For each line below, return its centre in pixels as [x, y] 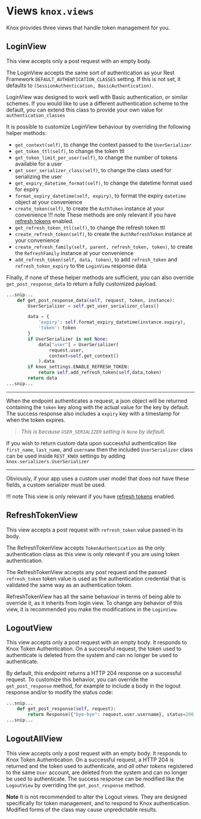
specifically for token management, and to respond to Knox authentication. [98, 803]
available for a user [39, 164]
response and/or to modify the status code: [60, 692]
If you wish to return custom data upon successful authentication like [91, 443]
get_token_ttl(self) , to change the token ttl [69, 151]
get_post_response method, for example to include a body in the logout [94, 686]
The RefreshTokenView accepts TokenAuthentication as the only [86, 548]
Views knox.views [50, 11]
